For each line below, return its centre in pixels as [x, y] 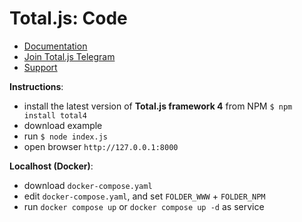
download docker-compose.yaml [88, 185]
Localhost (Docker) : [51, 166]
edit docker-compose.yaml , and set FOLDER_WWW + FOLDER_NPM [144, 196]
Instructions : [36, 86]
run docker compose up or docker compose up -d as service [144, 206]
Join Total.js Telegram [69, 56]
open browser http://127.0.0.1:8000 [101, 146]
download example [63, 125]
